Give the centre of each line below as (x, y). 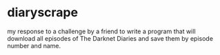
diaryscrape (42, 13)
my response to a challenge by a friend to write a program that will (101, 31)
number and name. (34, 45)
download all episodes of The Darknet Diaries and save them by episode (110, 38)
